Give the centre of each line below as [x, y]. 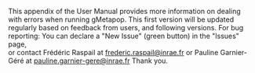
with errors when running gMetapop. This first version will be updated [121, 19]
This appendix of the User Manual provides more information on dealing [124, 11]
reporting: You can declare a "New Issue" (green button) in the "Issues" [124, 36]
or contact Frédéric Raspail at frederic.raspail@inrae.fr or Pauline [113, 52]
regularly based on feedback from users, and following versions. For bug [126, 28]
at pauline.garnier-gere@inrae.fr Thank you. [97, 61]
